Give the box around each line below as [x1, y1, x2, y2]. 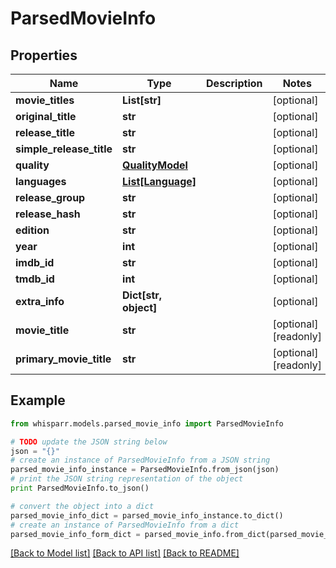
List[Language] [122, 175, 197, 188]
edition [15, 223, 50, 237]
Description [206, 77, 263, 90]
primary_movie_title [15, 352, 112, 366]
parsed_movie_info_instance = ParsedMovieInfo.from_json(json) [10, 465, 280, 475]
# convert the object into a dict [10, 501, 155, 511]
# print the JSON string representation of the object [10, 474, 244, 484]
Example [10, 392, 66, 409]
